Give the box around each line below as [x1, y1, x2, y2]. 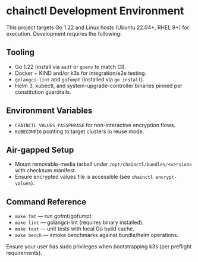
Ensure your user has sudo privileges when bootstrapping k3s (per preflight [6, 243, 192, 250]
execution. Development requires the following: [6, 30, 122, 37]
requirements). [6, 250, 43, 257]
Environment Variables [6, 106, 93, 116]
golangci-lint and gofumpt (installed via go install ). [14, 75, 144, 83]
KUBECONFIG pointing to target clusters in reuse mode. [14, 128, 144, 135]
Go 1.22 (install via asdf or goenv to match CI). [14, 63, 127, 70]
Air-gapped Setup [6, 144, 74, 155]
